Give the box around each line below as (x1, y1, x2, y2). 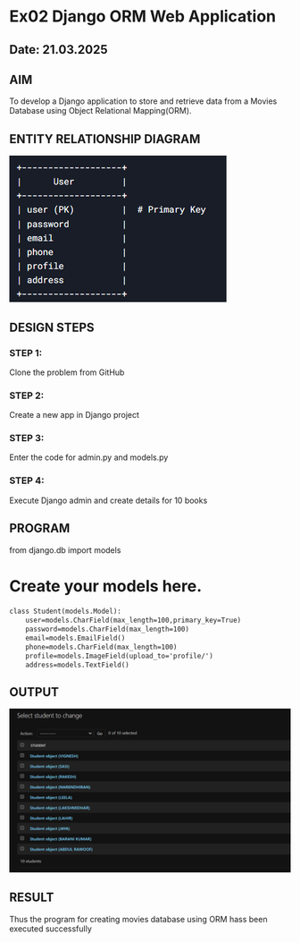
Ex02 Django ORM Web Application (9, 6, 277, 27)
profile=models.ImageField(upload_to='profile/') (25, 651, 214, 660)
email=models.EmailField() (25, 633, 126, 642)
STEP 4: (9, 474, 45, 487)
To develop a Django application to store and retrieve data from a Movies (9, 96, 278, 106)
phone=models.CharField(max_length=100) (25, 642, 178, 651)
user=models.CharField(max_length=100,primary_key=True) (25, 616, 242, 624)
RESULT (9, 890, 54, 905)
